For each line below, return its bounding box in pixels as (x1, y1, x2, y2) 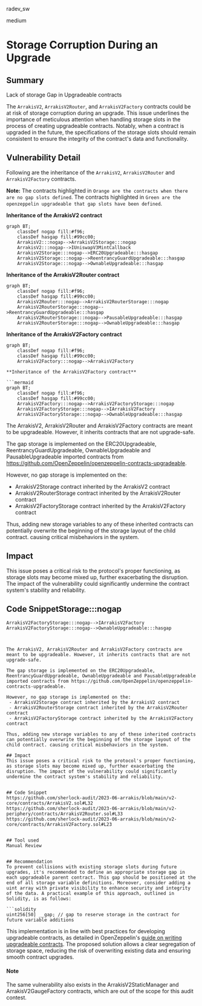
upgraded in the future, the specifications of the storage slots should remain (6, 129, 197, 136)
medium (6, 17, 27, 24)
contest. (6, 994, 27, 1001)
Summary (6, 75, 44, 86)
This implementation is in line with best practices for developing (6, 928, 165, 935)
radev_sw (6, 5, 30, 12)
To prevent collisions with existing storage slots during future (6, 864, 177, 870)
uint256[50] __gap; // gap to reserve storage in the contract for (6, 912, 180, 918)
